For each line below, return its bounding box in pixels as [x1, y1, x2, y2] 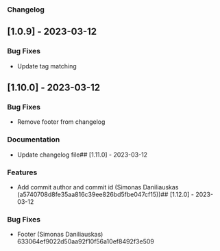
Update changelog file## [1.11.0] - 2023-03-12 [16, 150, 148, 159]
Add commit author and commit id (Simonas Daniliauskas [16, 183, 179, 191]
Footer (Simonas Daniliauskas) [16, 230, 103, 239]
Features [7, 168, 38, 177]
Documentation [7, 135, 60, 144]
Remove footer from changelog [16, 118, 106, 126]
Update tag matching [16, 62, 77, 70]
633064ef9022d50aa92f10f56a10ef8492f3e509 [16, 237, 154, 246]
